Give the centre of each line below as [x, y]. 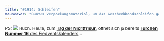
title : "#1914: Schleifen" [32, 9]
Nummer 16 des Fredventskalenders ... [43, 33]
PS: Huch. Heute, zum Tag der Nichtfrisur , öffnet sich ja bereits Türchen [81, 28]
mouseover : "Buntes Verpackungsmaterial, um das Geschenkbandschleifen [79, 14]
